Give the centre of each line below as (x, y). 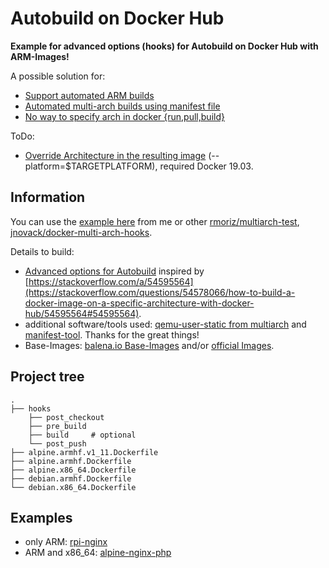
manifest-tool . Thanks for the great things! (112, 334)
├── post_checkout (66, 417)
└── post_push (57, 443)
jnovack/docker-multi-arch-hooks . (81, 232)
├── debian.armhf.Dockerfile (71, 478)
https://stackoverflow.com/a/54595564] (111, 281)
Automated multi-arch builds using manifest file (122, 106)
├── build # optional (82, 435)
